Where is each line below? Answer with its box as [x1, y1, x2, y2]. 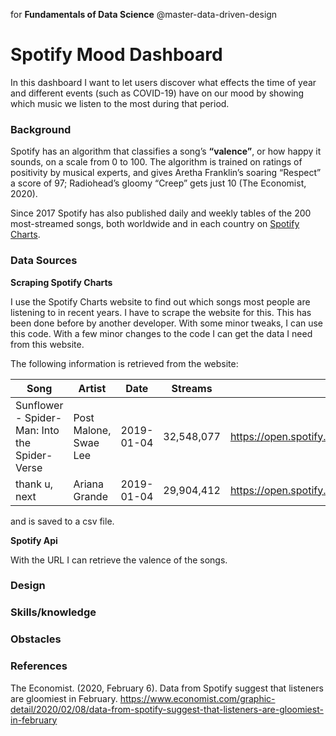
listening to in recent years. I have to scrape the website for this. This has [10, 306, 312, 318]
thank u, [15, 477, 53, 491]
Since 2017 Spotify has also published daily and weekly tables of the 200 [10, 207, 312, 219]
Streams [171, 381, 213, 395]
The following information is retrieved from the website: [10, 357, 239, 369]
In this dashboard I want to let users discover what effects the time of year [10, 76, 317, 88]
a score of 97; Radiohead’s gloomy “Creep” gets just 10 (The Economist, [10, 177, 307, 189]
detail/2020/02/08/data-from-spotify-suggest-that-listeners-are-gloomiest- [10, 703, 324, 715]
